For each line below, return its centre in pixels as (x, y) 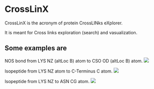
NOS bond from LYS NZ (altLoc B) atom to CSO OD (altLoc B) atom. (74, 61)
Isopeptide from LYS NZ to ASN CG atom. (47, 81)
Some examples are (36, 48)
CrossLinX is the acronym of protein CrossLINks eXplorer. (64, 23)
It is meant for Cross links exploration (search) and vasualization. (71, 32)
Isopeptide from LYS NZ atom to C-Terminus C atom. (59, 71)
